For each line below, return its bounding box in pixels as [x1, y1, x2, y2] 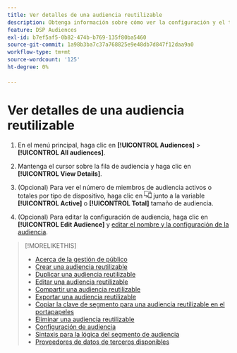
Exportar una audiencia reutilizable [35, 292, 136, 301]
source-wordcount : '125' [7, 56, 80, 64]
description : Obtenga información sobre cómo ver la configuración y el [7, 18, 226, 26]
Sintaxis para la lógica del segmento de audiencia [35, 330, 180, 338]
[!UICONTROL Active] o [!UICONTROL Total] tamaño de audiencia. [17, 198, 214, 208]
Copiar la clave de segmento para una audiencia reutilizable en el [35, 300, 225, 309]
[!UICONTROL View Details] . [17, 169, 102, 178]
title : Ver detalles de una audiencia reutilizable [7, 11, 162, 18]
